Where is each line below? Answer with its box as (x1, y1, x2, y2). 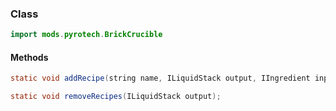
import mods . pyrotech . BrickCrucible (10, 30, 163, 40)
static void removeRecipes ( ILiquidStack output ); (10, 92, 222, 102)
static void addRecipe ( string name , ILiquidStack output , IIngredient (10, 73, 311, 84)
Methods (10, 51, 49, 63)
